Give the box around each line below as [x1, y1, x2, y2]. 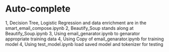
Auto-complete [5, 3, 71, 15]
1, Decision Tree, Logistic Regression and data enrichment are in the [5, 20, 147, 26]
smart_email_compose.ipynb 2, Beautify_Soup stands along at [5, 25, 134, 31]
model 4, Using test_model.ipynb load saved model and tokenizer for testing [5, 41, 163, 47]
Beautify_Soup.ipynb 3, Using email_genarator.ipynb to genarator [5, 30, 140, 36]
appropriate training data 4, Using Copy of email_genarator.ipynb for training [5, 36, 164, 42]
